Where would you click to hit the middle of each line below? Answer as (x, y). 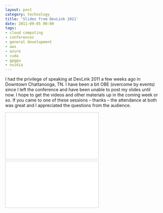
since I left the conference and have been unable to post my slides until (78, 90)
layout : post (19, 10)
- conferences (20, 38)
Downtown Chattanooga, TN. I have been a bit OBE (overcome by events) (80, 84)
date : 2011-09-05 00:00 (30, 24)
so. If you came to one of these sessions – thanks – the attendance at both (81, 100)
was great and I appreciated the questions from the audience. (68, 106)
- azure (13, 51)
